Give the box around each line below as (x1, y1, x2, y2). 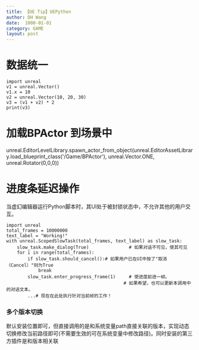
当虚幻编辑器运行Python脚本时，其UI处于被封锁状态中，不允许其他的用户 (6, 202, 186, 210)
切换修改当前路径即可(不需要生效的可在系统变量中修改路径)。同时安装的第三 (6, 330, 193, 337)
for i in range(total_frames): (17, 249, 95, 256)
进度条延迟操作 (6, 182, 80, 196)
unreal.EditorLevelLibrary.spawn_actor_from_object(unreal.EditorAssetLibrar (6, 147, 194, 153)
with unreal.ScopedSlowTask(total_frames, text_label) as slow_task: (6, 238, 183, 244)
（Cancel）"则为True (6, 262, 54, 268)
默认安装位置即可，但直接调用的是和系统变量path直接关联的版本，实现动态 (6, 323, 189, 330)
